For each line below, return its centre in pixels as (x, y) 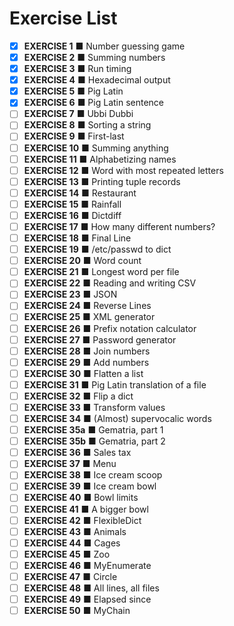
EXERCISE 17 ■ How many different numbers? (119, 226)
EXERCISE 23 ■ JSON (70, 294)
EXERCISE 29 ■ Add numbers (86, 362)
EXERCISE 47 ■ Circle (70, 576)
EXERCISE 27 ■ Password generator (100, 339)
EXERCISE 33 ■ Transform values (94, 407)
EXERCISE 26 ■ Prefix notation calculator (110, 328)
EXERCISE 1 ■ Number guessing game (104, 46)
